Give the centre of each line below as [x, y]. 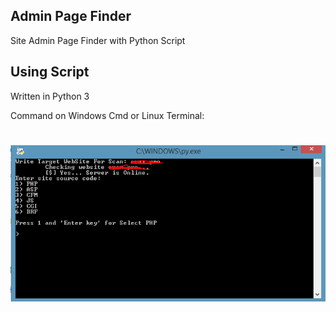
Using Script [50, 72]
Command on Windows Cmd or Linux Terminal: [107, 115]
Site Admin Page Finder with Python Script [98, 40]
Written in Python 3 [50, 96]
